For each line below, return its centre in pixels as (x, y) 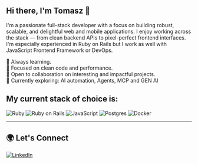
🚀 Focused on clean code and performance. (60, 68)
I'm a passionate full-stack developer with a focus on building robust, (90, 25)
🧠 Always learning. (29, 61)
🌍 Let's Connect (37, 138)
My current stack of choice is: (62, 99)
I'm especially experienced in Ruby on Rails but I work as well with (86, 44)
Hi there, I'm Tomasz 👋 (48, 11)
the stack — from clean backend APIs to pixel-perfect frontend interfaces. (96, 37)
